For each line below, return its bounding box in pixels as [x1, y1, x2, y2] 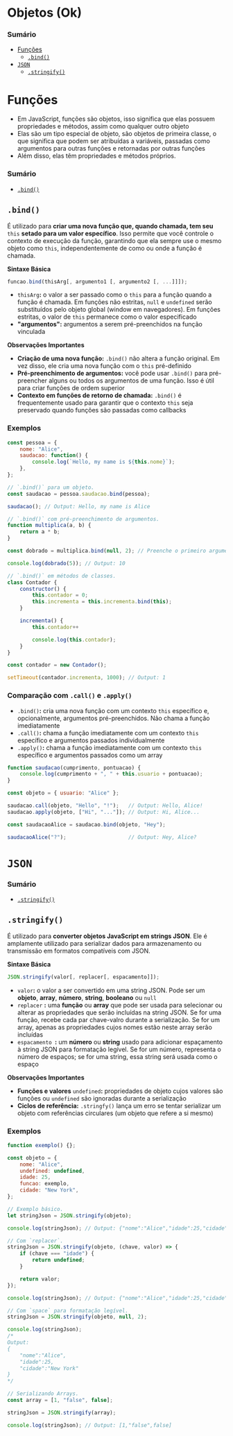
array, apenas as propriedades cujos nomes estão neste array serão [17, 1023, 213, 1031]
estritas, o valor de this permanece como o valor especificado [17, 312, 197, 321]
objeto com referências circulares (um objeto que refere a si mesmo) [17, 1109, 214, 1117]
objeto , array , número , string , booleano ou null [17, 993, 157, 1001]
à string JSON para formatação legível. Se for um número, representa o [17, 1045, 222, 1053]
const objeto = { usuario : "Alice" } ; [7, 790, 119, 796]
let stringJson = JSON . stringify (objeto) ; [7, 1212, 132, 1219]
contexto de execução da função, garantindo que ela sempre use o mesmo [7, 236, 222, 244]
